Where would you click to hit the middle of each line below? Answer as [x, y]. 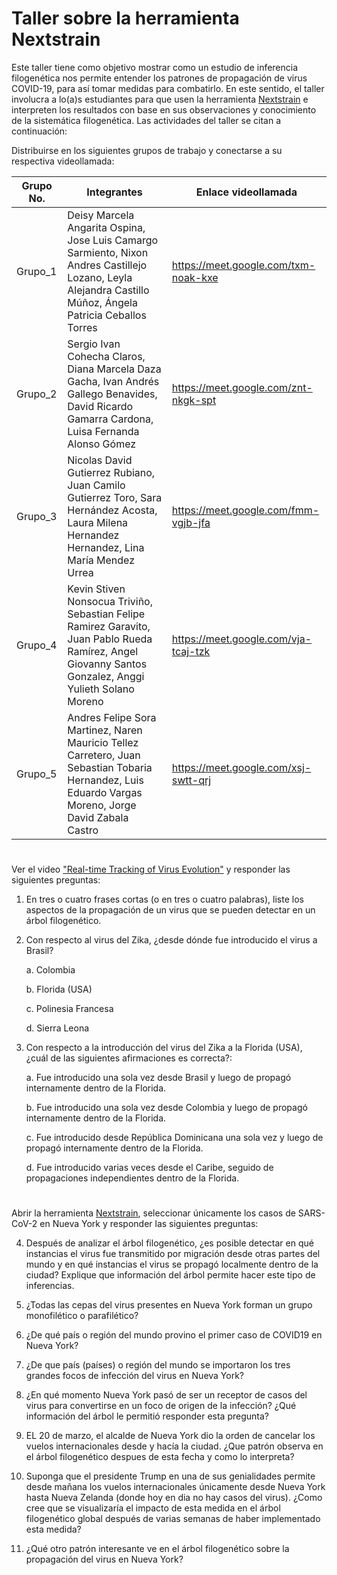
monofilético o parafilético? [82, 1316]
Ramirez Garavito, [109, 626]
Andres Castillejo [107, 265]
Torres [82, 327]
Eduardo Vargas [105, 792]
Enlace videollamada [246, 192]
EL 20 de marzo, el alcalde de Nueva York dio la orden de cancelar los [170, 1436]
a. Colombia [50, 970]
